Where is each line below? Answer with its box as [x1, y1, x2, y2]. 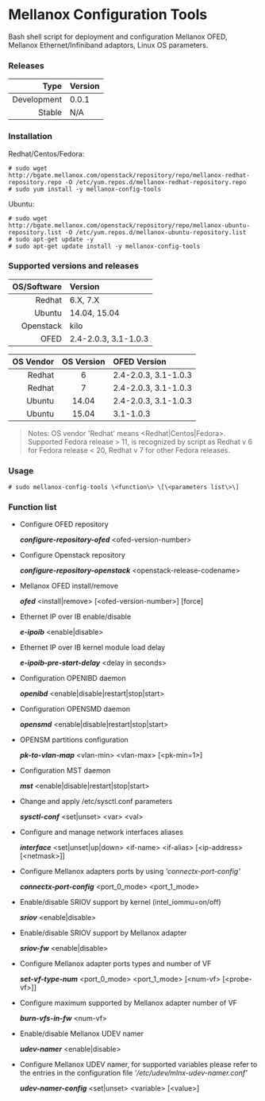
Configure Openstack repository [19, 550, 125, 560]
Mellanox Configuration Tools [8, 6, 208, 24]
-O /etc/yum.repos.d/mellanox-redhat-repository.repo [64, 178, 247, 186]
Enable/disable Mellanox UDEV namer [19, 1029, 144, 1038]
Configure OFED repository [19, 520, 109, 529]
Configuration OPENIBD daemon [19, 674, 126, 683]
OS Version [61, 356, 106, 367]
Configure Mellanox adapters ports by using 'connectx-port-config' [19, 867, 240, 876]
